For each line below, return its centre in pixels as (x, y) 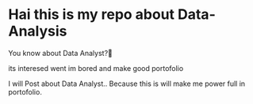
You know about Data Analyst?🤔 (60, 53)
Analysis (38, 31)
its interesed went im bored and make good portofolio (96, 68)
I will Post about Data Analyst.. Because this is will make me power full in (127, 84)
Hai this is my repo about (92, 15)
